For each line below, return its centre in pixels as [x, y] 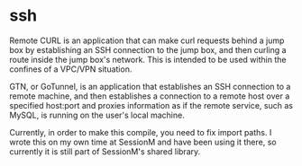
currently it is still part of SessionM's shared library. [105, 151]
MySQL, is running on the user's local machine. [97, 115]
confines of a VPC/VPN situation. [71, 69]
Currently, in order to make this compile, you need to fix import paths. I [141, 132]
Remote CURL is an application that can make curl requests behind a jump [147, 40]
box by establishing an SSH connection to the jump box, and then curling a [148, 49]
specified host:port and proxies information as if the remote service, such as [151, 105]
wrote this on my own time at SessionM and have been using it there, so [143, 142]
